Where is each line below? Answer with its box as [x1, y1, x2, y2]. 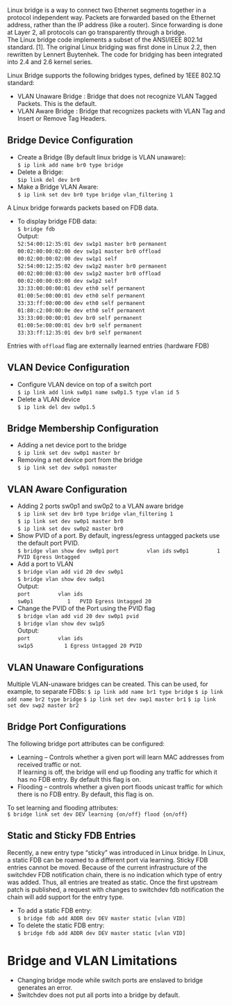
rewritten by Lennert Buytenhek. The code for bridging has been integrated [7, 50, 223, 59]
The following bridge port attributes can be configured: [7, 739, 165, 748]
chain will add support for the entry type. [7, 892, 124, 901]
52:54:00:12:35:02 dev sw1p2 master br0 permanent [17, 263, 167, 270]
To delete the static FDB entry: [17, 921, 105, 929]
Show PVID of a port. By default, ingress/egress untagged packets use [17, 532, 220, 540]
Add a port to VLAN [17, 560, 74, 568]
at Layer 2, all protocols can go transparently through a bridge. [7, 28, 187, 36]
